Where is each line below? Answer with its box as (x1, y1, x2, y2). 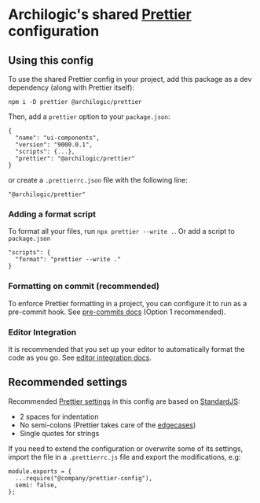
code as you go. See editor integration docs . (8, 353, 152, 362)
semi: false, (15, 481, 58, 489)
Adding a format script (8, 209, 97, 220)
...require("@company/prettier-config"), (15, 474, 153, 482)
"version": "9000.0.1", (15, 141, 93, 149)
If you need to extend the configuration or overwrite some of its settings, (8, 443, 244, 453)
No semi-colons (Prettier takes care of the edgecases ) (19, 420, 196, 430)
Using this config (8, 54, 94, 67)
